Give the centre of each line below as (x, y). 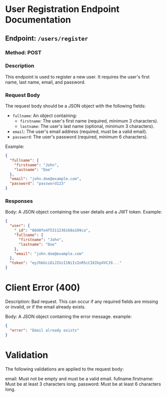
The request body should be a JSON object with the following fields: (75, 106)
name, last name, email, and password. (45, 82)
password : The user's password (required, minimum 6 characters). (80, 137)
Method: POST (23, 52)
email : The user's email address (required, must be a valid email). (80, 131)
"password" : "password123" (38, 183)
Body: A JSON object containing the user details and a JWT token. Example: (84, 212)
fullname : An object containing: (45, 115)
